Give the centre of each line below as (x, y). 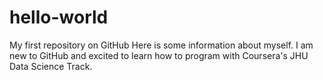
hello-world (59, 17)
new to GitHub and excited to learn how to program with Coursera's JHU (159, 55)
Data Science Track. (51, 66)
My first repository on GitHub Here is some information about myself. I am (161, 45)
